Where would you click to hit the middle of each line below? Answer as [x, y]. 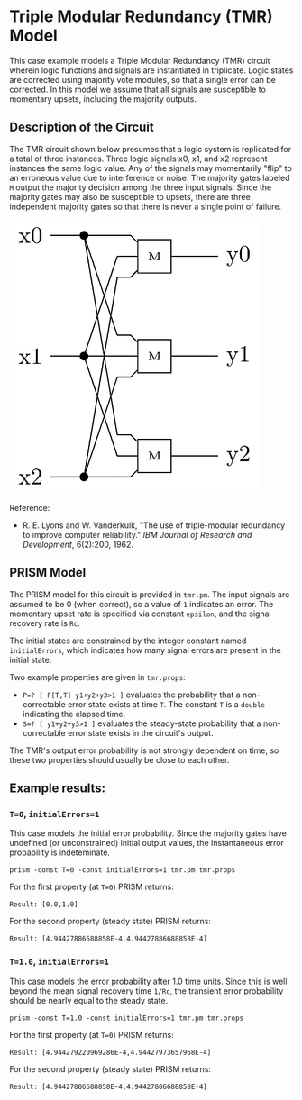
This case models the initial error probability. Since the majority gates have [148, 833]
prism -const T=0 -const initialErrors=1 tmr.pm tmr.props [123, 870]
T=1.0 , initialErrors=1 [59, 961]
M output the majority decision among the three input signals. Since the [141, 187]
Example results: [58, 788]
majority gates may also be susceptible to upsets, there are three [130, 196]
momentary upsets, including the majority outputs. [103, 99]
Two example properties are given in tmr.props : [98, 677]
